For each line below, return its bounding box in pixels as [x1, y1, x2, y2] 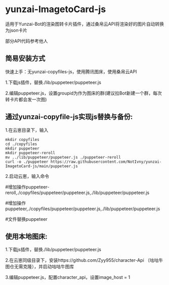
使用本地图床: [5, 232, 48, 241]
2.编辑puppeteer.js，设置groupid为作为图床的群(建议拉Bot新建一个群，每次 [5, 90, 162, 96]
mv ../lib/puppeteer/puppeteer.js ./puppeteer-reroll [5, 155, 121, 160]
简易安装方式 [5, 54, 46, 63]
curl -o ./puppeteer [5, 159, 49, 164]
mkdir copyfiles [5, 137, 39, 142]
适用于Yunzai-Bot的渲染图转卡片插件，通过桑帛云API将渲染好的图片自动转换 [5, 21, 164, 27]
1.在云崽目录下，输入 [5, 127, 49, 133]
